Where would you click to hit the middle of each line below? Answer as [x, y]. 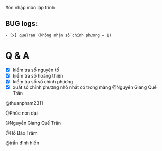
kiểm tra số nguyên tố [36, 70]
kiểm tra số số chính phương [43, 81]
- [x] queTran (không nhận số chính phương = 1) [58, 35]
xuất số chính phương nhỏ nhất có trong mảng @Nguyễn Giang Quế [85, 87]
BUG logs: [22, 23]
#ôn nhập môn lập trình [30, 7]
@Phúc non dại [21, 113]
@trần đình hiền [22, 143]
